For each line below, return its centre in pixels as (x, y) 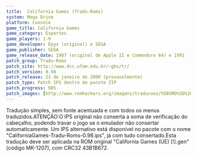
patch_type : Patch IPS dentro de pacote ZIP (61, 83)
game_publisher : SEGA (33, 50)
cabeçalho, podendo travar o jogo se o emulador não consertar (83, 123)
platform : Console (28, 22)
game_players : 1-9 (28, 39)
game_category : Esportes (36, 34)
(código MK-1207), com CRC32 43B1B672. (57, 148)
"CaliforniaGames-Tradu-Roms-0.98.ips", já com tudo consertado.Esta (91, 135)
